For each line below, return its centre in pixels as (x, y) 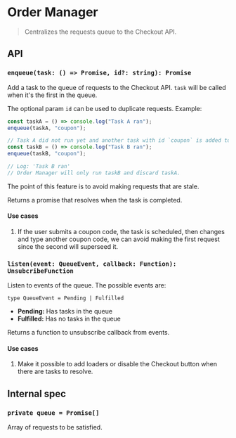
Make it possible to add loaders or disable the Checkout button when (117, 364)
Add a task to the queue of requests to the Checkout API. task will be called (117, 87)
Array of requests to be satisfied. (55, 427)
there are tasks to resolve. (55, 372)
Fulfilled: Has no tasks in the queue (69, 319)
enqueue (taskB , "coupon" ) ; (47, 154)
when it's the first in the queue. (52, 95)
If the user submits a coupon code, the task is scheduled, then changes (121, 231)
